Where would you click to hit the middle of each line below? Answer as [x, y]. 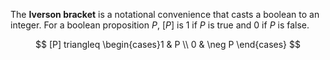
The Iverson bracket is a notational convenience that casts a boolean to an [165, 14]
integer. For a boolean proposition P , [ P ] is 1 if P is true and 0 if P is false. [160, 25]
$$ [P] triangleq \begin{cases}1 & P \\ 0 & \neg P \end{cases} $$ [168, 44]
